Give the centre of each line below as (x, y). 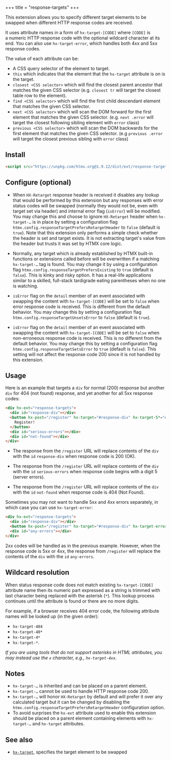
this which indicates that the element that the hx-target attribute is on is (89, 74)
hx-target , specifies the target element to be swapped (70, 752)
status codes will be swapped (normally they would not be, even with (85, 205)
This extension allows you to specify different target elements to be (76, 17)
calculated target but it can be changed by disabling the (71, 702)
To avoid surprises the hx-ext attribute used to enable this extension (84, 713)
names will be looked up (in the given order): (52, 616)
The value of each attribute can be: (42, 59)
